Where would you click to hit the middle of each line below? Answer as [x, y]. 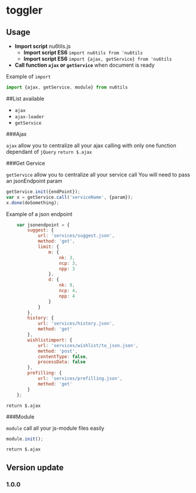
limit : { [48, 247]
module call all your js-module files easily [55, 428]
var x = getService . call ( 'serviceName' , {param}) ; [70, 197]
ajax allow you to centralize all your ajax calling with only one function [91, 145]
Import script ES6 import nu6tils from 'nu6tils [83, 53]
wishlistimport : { [50, 340]
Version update [35, 467]
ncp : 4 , [68, 290]
